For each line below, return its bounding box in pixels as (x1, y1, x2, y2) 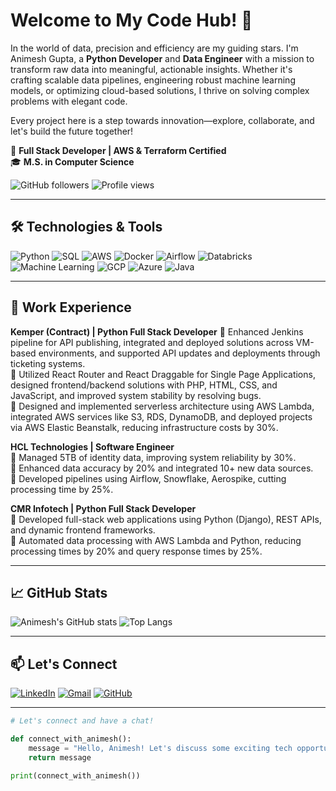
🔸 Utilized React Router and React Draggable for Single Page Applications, (10, 368, 316, 380)
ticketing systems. (10, 357, 86, 369)
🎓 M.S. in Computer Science (10, 155, 135, 168)
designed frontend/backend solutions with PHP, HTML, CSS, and (10, 379, 278, 391)
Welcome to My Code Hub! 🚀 (10, 9, 253, 32)
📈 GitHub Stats (10, 584, 108, 601)
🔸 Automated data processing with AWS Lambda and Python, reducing (10, 534, 302, 546)
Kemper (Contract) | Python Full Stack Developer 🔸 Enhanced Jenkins (10, 325, 304, 338)
